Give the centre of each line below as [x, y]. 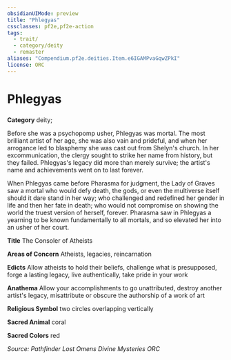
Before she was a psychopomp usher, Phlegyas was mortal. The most [106, 133]
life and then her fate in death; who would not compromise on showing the [113, 205]
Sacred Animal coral [37, 322]
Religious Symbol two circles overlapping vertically [80, 308]
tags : [15, 33]
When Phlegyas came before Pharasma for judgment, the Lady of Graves [111, 183]
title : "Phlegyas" [33, 20]
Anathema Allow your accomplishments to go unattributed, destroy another [115, 288]
